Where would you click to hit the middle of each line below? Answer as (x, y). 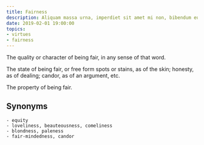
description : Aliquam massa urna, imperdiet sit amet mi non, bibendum (99, 18)
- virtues (19, 35)
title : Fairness (27, 12)
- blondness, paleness (35, 131)
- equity (17, 120)
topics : (16, 29)
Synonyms (27, 106)
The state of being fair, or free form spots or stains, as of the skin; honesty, (100, 69)
